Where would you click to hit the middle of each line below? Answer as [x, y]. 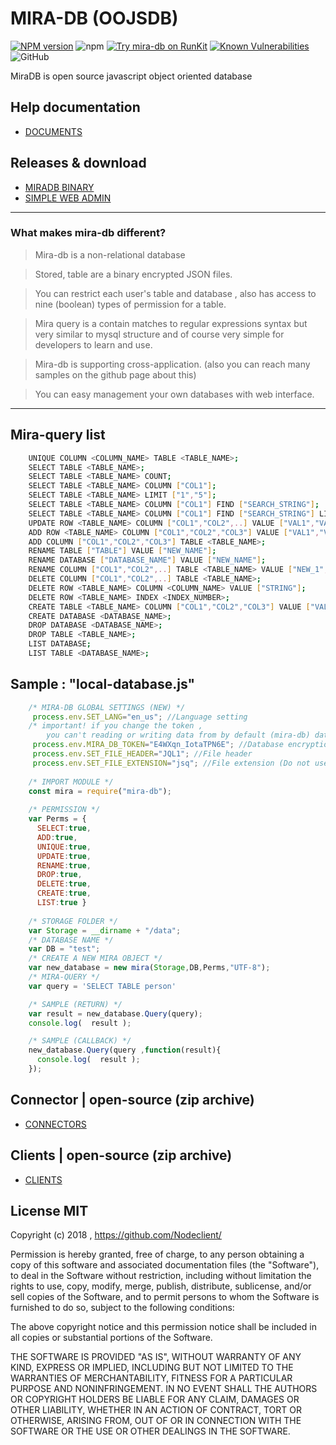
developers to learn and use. [93, 344]
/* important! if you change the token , [115, 726]
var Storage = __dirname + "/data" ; [105, 930]
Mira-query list [58, 435]
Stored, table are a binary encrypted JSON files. [133, 274]
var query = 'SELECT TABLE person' [102, 986]
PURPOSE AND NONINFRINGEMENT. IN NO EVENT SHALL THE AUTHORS [164, 1389]
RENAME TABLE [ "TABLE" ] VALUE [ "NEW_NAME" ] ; [122, 551]
